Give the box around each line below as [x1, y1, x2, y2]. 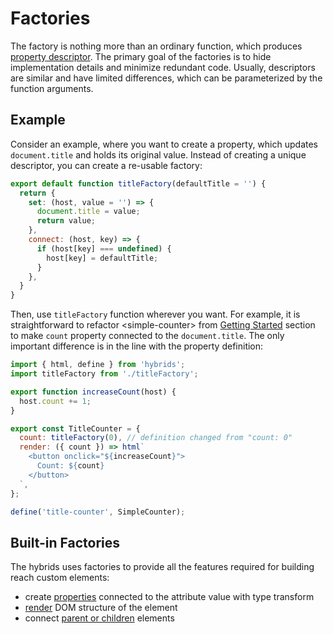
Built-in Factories [10, 534, 121, 551]
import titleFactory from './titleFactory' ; [10, 369, 199, 379]
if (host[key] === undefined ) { [36, 243, 172, 254]
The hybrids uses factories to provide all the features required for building [10, 561, 315, 573]
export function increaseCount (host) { [10, 387, 177, 397]
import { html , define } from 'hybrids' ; [10, 360, 186, 370]
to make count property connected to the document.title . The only [10, 330, 285, 342]
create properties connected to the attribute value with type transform [24, 591, 315, 603]
